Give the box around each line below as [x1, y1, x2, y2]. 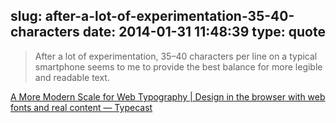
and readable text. [34, 71, 110, 83]
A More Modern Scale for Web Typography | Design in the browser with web [10, 90, 326, 103]
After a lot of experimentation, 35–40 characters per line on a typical [34, 50, 318, 62]
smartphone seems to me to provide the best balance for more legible [34, 60, 323, 73]
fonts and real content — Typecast [10, 101, 153, 113]
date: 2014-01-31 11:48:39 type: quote [82, 24, 326, 41]
